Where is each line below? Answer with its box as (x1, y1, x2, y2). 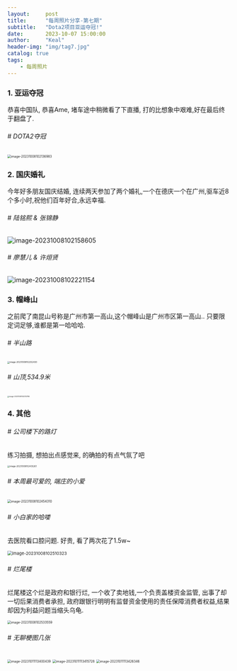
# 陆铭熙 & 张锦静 (7, 213, 59, 222)
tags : (7, 57, 23, 64)
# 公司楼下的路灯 (7, 427, 57, 436)
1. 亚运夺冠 (7, 88, 44, 98)
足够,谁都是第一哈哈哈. (19, 321, 86, 330)
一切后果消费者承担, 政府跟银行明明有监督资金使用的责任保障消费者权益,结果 (7, 597, 230, 605)
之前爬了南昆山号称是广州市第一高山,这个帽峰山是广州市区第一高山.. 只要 (7, 312, 219, 321)
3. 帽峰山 (7, 294, 38, 304)
